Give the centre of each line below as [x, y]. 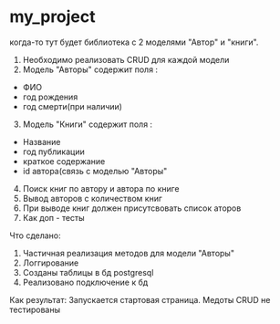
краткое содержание [64, 161]
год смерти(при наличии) [73, 106]
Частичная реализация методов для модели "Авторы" [129, 253]
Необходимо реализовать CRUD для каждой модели [126, 59]
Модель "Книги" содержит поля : [88, 124]
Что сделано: [35, 235]
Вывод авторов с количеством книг [92, 198]
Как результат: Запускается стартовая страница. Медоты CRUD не [140, 299]
